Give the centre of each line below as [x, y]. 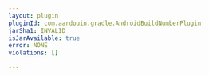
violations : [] [34, 53]
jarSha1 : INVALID [37, 30]
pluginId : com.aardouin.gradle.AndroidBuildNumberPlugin [105, 23]
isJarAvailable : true [44, 38]
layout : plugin [34, 16]
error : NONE [28, 46]
